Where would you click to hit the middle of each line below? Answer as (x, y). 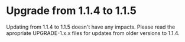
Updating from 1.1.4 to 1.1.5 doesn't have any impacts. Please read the (91, 27)
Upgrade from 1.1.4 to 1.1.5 (72, 11)
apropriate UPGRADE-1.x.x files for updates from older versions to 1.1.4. (93, 33)
